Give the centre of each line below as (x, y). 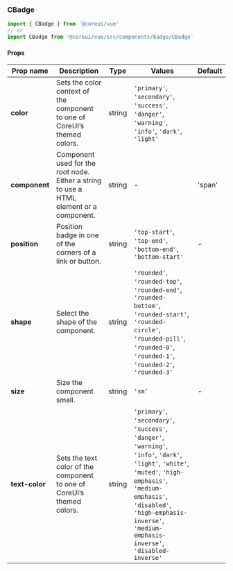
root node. (73, 172)
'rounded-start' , (162, 314)
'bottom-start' (159, 257)
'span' (208, 185)
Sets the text (77, 458)
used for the (76, 163)
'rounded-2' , (155, 364)
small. (66, 400)
